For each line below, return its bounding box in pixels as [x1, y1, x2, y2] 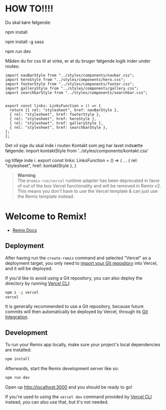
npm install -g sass [5, 38, 44, 45]
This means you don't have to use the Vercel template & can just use [17, 188, 158, 194]
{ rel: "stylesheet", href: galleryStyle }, [9, 120, 103, 126]
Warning [17, 172, 36, 178]
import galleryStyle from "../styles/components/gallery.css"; [5, 85, 139, 91]
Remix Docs [12, 227, 37, 233]
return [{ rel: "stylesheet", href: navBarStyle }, [9, 107, 119, 112]
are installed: [5, 347, 32, 353]
